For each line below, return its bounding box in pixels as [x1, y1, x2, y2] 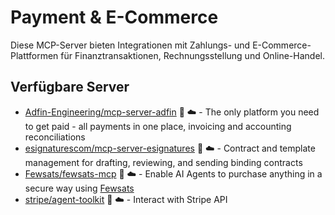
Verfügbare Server [10, 79, 130, 96]
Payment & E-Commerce [10, 6, 219, 29]
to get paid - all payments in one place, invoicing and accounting [24, 120, 292, 132]
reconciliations [24, 131, 86, 143]
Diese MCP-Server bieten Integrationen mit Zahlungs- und [10, 39, 251, 51]
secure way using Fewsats [24, 182, 135, 194]
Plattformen [10, 49, 59, 61]
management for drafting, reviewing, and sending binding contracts [24, 156, 303, 168]
